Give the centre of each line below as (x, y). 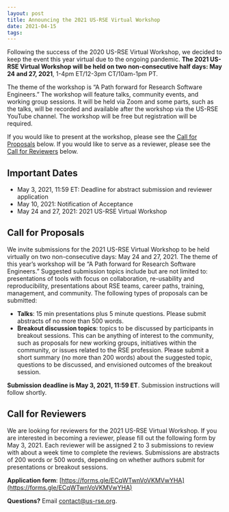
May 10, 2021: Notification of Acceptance (75, 204)
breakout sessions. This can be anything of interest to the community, (115, 335)
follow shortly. (27, 392)
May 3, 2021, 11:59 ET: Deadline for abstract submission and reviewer (114, 190)
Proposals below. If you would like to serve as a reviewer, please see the (109, 144)
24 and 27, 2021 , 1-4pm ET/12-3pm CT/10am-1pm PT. (83, 74)
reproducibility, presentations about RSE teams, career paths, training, (106, 286)
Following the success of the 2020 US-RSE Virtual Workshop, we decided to (114, 52)
